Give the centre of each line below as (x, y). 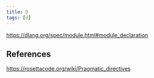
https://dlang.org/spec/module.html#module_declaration (77, 35)
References (29, 54)
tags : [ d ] (19, 18)
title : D (17, 12)
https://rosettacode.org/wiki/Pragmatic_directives (68, 69)
